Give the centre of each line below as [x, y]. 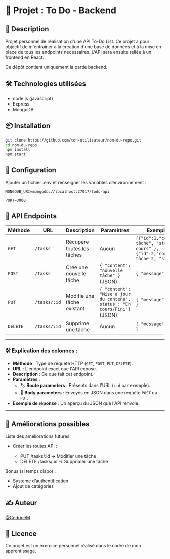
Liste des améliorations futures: [38, 436]
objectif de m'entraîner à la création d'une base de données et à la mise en [83, 47]
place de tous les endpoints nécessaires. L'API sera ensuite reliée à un [78, 52]
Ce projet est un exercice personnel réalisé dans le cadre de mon [73, 546]
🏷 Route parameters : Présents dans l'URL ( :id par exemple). [85, 386]
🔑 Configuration [31, 170]
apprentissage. [21, 551]
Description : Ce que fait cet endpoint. [53, 374]
